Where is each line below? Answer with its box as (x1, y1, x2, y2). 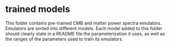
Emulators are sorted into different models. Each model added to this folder (5, 25, 162, 31)
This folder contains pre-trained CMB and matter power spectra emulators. (5, 20, 162, 26)
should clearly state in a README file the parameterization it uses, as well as (5, 30, 165, 36)
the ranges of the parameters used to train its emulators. (5, 36, 123, 42)
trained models (5, 3, 70, 15)
